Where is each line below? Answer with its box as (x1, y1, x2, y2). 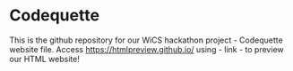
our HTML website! (9, 53, 81, 64)
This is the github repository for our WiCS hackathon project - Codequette (9, 35, 284, 45)
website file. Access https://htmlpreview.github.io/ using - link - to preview (9, 43, 284, 54)
